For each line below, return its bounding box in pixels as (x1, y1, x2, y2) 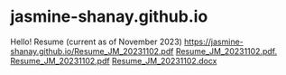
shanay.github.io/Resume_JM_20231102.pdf (10, 45, 174, 56)
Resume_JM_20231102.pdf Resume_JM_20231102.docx (10, 55, 217, 66)
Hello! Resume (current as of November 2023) (10, 36, 183, 47)
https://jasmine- (184, 36, 244, 47)
